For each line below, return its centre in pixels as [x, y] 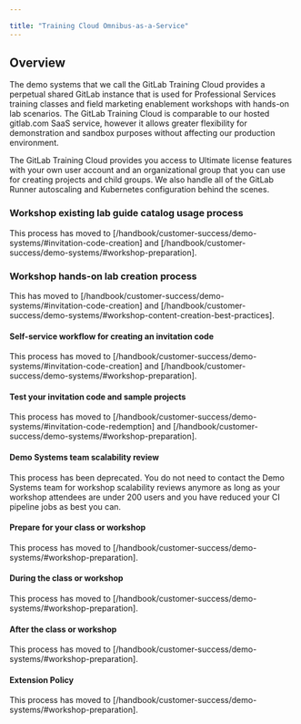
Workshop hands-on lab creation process [103, 276]
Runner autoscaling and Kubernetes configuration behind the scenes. [140, 190]
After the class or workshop [63, 629]
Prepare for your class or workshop [78, 527]
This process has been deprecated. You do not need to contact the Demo [147, 477]
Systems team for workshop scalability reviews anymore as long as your [145, 487]
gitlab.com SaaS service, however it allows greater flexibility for [128, 123]
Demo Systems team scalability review [84, 458]
